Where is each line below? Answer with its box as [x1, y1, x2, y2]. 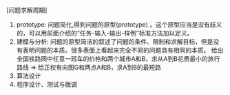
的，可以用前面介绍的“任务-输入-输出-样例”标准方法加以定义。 [16, 29, 194, 37]
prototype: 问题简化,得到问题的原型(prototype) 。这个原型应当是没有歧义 [16, 21, 222, 29]
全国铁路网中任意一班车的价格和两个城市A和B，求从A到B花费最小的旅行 [16, 55, 220, 63]
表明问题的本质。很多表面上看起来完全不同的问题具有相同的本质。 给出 [22, 46, 224, 54]
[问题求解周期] [6, 6, 48, 14]
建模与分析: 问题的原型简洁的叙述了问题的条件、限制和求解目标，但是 [16, 38, 213, 46]
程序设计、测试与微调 [16, 81, 77, 88]
